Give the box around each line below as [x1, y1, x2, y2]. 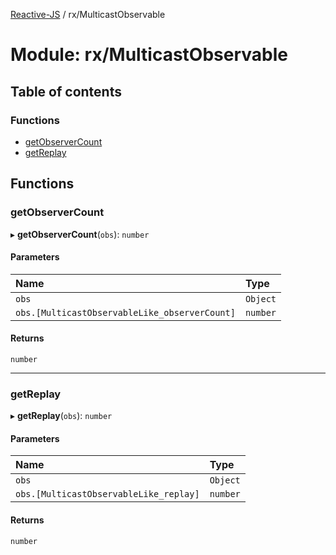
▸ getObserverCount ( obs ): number [10, 228, 150, 240]
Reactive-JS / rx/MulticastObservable [10, 9, 166, 20]
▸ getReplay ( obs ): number [10, 410, 113, 422]
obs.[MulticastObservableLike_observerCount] [15, 307, 236, 318]
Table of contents [10, 83, 122, 100]
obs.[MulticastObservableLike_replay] [15, 489, 200, 500]
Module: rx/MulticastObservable [10, 44, 288, 66]
